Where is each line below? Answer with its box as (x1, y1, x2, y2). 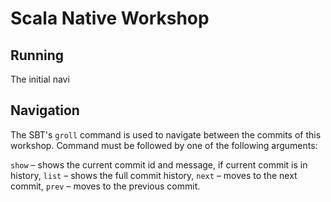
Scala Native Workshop (10, 7, 210, 30)
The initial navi (10, 73, 70, 85)
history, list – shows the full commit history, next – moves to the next (10, 169, 298, 181)
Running (10, 47, 65, 64)
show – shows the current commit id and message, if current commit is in (10, 158, 308, 171)
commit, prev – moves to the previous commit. (10, 180, 201, 192)
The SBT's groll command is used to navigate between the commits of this (10, 128, 322, 141)
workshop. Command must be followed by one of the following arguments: (10, 139, 318, 151)
